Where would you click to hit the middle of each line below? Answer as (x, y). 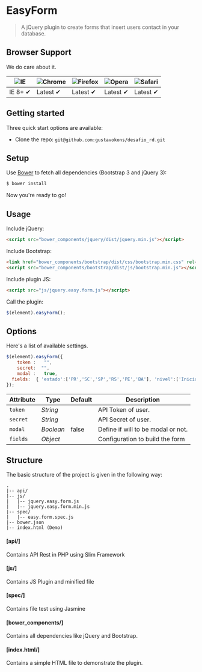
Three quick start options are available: (55, 127)
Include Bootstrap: (29, 251)
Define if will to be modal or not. (143, 429)
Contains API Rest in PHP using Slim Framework (66, 554)
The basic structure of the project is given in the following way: (84, 475)
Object (50, 439)
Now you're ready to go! (36, 195)
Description (143, 399)
